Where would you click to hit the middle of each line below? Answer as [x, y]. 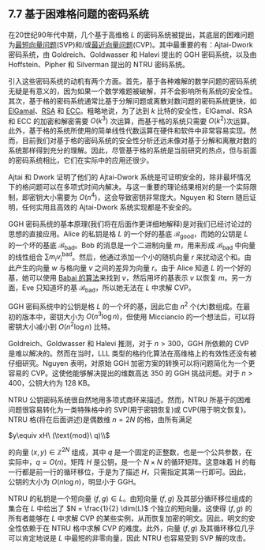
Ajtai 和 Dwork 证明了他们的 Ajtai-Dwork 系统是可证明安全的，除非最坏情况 [129, 177]
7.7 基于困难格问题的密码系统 [79, 14]
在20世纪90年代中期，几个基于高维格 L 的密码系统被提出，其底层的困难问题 [131, 35]
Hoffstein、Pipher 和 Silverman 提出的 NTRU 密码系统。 [99, 64]
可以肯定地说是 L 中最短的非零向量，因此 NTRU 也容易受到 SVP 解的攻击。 [129, 538]
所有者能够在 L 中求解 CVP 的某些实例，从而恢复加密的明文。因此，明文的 [128, 518]
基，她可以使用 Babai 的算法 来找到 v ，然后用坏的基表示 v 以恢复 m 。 [120, 278]
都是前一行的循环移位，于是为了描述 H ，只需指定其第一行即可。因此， [136, 472]
